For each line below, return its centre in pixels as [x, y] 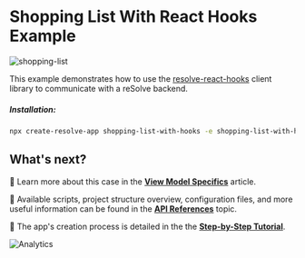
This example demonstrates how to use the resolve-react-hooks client [141, 78]
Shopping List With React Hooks [133, 17]
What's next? [48, 159]
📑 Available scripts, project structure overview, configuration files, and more [151, 199]
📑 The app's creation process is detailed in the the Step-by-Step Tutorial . [148, 226]
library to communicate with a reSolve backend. [99, 88]
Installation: [33, 109]
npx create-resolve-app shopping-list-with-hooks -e [111, 131]
